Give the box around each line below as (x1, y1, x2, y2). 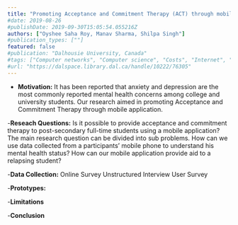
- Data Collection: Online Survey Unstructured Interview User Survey (7, 170, 208, 178)
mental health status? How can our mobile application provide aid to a (7, 149, 211, 157)
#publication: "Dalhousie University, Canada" (7, 50, 147, 57)
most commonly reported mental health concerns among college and (17, 90, 220, 98)
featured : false (7, 43, 55, 50)
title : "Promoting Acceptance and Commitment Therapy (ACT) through (7, 10, 214, 18)
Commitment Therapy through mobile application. (17, 105, 163, 113)
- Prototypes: (7, 183, 46, 192)
